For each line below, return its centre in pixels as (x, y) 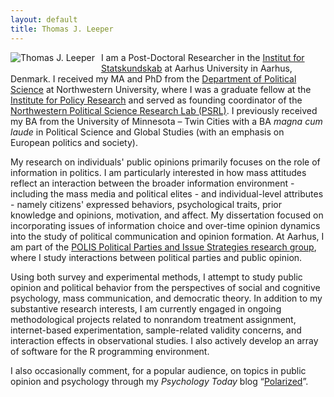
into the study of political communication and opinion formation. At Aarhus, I (167, 236)
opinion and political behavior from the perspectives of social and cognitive (165, 287)
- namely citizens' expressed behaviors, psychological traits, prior (146, 204)
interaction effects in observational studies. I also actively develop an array (164, 340)
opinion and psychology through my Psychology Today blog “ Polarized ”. (159, 381)
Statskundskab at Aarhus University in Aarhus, (196, 68)
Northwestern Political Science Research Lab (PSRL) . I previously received (164, 110)
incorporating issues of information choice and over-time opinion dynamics (165, 225)
